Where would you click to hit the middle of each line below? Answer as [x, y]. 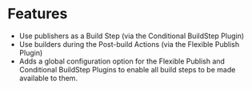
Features [38, 14]
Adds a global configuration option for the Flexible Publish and [122, 61]
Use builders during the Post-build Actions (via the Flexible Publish [129, 44]
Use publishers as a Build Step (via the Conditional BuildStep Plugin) [132, 36]
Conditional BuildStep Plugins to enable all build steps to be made [127, 69]
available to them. [48, 78]
